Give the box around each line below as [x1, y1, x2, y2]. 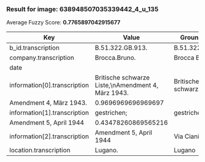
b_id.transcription [9, 43, 60, 52]
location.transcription [9, 146, 71, 155]
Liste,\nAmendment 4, [95, 81, 159, 90]
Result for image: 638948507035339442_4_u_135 [6, 5, 159, 13]
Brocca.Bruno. [95, 54, 136, 62]
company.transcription [9, 54, 74, 62]
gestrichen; [95, 109, 128, 117]
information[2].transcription [9, 132, 90, 141]
